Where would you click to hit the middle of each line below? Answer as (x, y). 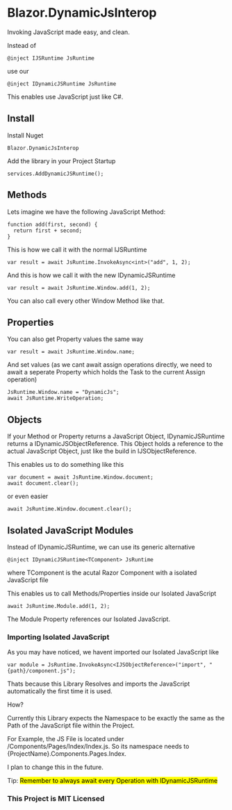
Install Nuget (25, 135)
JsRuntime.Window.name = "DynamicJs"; (63, 392)
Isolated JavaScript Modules (71, 530)
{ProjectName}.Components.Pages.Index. (67, 754)
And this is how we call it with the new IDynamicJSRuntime (91, 275)
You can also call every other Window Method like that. (86, 301)
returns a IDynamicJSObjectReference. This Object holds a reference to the (115, 444)
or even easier (28, 496)
